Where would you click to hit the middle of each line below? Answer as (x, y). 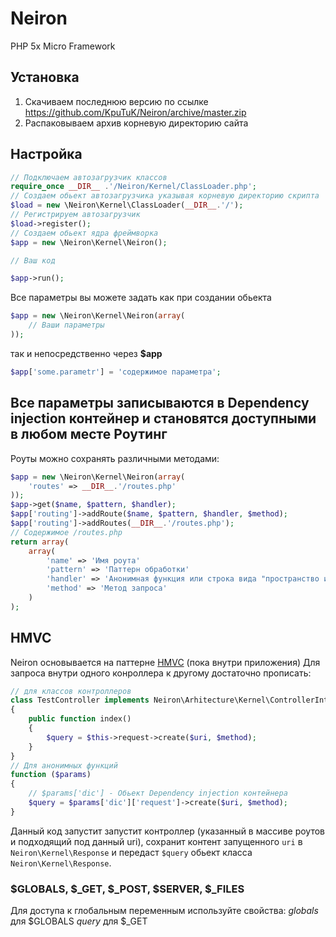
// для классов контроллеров (71, 691)
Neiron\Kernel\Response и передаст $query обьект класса (131, 852)
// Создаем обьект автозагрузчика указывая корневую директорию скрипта (165, 196)
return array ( (40, 542)
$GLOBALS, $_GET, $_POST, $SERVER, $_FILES (127, 889)
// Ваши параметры (66, 325)
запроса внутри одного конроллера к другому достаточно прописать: (161, 673)
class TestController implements (80, 700)
